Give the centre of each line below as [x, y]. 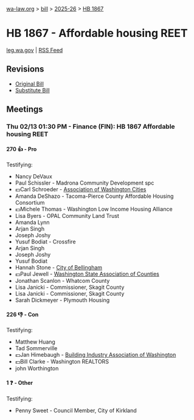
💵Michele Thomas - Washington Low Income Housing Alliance [94, 209]
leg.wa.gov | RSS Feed [35, 50]
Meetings [25, 110]
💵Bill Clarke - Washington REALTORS [62, 362]
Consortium [30, 203]
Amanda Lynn [32, 222]
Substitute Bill [32, 90]
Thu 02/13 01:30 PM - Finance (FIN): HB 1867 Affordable [91, 127]
